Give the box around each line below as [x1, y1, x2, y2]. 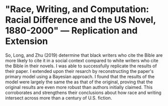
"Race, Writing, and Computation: [5, 4, 149, 15]
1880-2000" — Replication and [5, 25, 138, 36]
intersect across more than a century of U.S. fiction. [5, 94, 112, 101]
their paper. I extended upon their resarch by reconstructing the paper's [5, 68, 154, 74]
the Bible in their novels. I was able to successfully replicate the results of [5, 63, 157, 69]
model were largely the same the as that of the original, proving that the [5, 79, 153, 85]
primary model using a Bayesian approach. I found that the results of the [5, 73, 155, 79]
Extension [5, 36, 48, 47]
